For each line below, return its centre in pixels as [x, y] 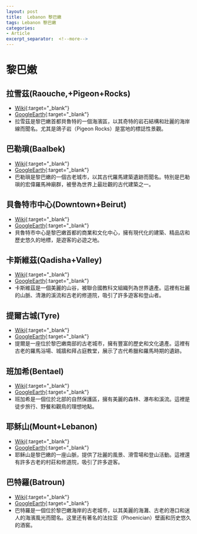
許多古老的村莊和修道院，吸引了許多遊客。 [71, 462]
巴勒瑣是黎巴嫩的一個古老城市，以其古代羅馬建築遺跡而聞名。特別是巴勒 [102, 177]
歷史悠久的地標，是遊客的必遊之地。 [59, 240]
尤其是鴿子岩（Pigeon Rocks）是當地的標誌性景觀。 [103, 128]
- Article [18, 34]
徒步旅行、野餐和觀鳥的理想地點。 [56, 407]
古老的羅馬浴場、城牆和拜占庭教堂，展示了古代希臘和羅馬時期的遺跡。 [100, 351]
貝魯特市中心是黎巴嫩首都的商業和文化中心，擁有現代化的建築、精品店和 [102, 232]
